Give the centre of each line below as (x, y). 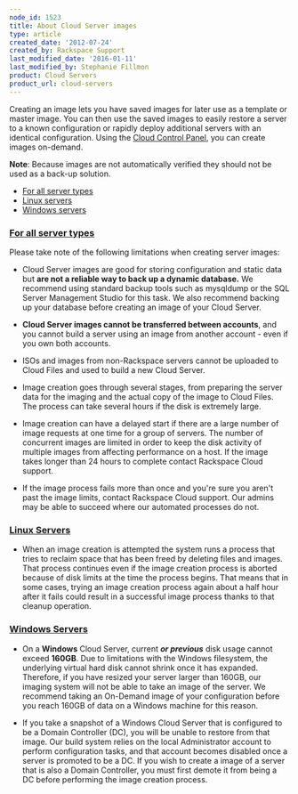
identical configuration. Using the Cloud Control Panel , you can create (137, 137)
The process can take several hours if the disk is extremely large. (141, 406)
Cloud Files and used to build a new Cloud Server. (114, 369)
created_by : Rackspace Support (67, 51)
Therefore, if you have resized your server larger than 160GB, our (141, 677)
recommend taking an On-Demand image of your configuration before (151, 696)
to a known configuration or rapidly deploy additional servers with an (135, 128)
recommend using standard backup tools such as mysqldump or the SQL (156, 288)
